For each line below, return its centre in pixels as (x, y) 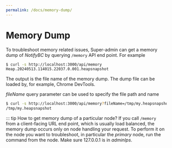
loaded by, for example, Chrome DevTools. (51, 84)
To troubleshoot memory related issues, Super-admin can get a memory (82, 50)
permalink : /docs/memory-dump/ (39, 10)
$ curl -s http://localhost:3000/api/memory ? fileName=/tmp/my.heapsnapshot (88, 104)
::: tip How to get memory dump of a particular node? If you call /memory (81, 118)
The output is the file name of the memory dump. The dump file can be (80, 79)
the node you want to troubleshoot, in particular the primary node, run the (83, 135)
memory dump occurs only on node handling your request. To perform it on (85, 129)
